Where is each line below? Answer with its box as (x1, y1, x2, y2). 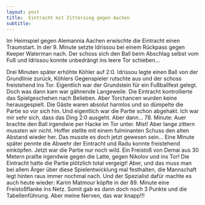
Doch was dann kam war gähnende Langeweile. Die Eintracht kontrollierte (6, 88, 193, 95)
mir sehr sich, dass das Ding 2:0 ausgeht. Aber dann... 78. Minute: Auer (6, 114, 187, 121)
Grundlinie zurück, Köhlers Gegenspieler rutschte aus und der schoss (6, 75, 182, 83)
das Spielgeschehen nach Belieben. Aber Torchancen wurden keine (6, 94, 177, 102)
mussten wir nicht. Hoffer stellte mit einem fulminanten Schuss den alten (6, 127, 190, 135)
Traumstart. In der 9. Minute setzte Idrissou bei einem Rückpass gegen (6, 43, 185, 51)
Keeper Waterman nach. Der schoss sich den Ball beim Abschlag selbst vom (6, 50, 199, 58)
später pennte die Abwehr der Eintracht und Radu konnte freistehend (6, 140, 181, 147)
